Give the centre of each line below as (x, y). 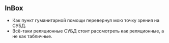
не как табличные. (32, 36)
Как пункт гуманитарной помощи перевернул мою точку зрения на (86, 20)
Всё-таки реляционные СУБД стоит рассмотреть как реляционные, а (88, 31)
